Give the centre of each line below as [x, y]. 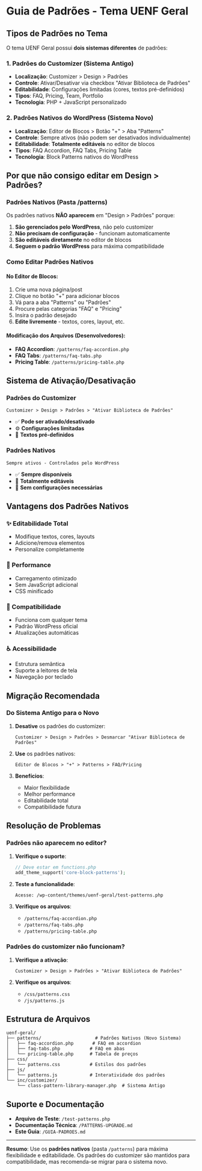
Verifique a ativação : [41, 960]
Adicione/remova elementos [50, 543]
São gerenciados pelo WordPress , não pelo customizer [84, 227]
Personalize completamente [50, 550]
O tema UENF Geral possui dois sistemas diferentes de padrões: [87, 48]
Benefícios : [29, 776]
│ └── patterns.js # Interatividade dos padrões [86, 1075]
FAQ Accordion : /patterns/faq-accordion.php [72, 349]
